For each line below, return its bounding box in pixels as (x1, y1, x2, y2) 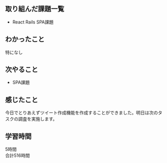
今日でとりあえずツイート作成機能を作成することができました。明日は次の (5, 109, 158, 116)
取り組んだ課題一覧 (5, 4, 64, 13)
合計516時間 (5, 152, 30, 158)
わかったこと (5, 35, 45, 43)
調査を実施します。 (18, 116, 57, 122)
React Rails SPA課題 (12, 19, 54, 25)
